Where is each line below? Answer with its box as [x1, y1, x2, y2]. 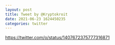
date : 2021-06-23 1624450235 [5, 16, 66, 21]
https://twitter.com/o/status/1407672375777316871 [5, 35, 110, 41]
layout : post [5, 7, 32, 12]
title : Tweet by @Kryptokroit [5, 12, 68, 17]
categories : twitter [5, 21, 48, 26]
